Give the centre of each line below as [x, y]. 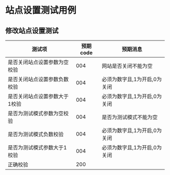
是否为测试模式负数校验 [36, 134]
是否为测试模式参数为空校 [38, 113]
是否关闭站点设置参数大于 [38, 96]
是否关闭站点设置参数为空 [38, 62]
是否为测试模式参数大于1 [37, 147]
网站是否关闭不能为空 [127, 66]
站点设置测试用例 [41, 10]
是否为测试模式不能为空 [130, 117]
